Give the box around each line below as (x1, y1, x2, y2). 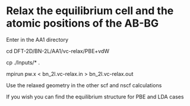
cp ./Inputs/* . (6, 59, 40, 66)
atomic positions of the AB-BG (6, 16, 159, 30)
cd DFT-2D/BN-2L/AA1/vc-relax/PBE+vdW (6, 47, 110, 54)
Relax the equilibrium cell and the (6, 4, 174, 18)
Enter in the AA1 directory (6, 36, 69, 43)
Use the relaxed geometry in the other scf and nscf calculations (6, 81, 162, 89)
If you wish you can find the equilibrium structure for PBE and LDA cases (6, 93, 184, 100)
